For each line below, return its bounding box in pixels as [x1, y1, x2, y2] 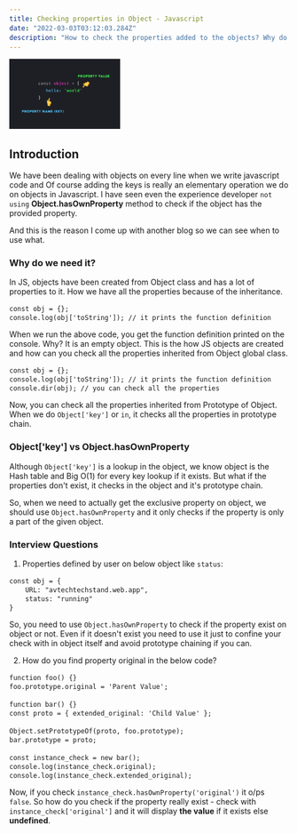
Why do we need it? [9, 257, 96, 269]
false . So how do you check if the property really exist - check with [9, 797, 257, 807]
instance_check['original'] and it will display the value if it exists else [9, 805, 269, 817]
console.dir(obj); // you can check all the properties [9, 384, 220, 393]
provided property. [9, 208, 78, 219]
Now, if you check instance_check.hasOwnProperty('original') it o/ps [9, 787, 265, 797]
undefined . [9, 815, 51, 826]
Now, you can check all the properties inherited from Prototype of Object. [9, 400, 277, 411]
